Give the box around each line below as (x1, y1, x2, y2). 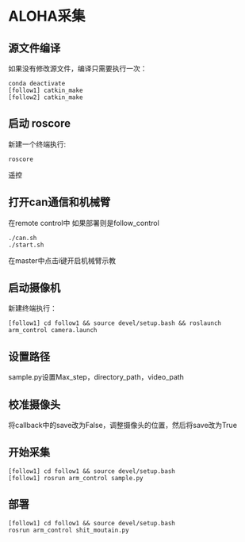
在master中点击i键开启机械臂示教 (8, 255, 117, 265)
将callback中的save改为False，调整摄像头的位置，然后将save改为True (8, 421, 238, 430)
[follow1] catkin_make (8, 86, 83, 94)
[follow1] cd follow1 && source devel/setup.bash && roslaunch (8, 319, 222, 327)
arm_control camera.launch (8, 326, 98, 334)
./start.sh (8, 241, 44, 249)
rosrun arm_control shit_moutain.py (8, 526, 129, 534)
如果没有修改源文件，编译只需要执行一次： (8, 64, 147, 73)
